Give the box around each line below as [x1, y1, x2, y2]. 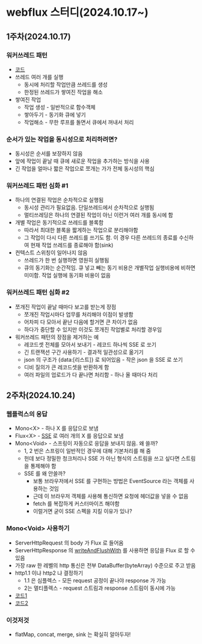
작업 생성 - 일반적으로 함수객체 [23, 103, 96, 110]
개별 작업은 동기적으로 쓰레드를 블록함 [14, 219, 104, 226]
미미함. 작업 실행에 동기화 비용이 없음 [23, 272, 111, 279]
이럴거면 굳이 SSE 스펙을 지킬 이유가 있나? [32, 508, 132, 515]
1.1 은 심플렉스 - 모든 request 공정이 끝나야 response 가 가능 [23, 576, 167, 584]
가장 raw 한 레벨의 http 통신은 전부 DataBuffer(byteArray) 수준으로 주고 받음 [14, 561, 196, 569]
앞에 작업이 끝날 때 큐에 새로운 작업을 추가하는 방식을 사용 [14, 157, 150, 165]
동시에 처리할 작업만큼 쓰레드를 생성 [23, 81, 108, 88]
